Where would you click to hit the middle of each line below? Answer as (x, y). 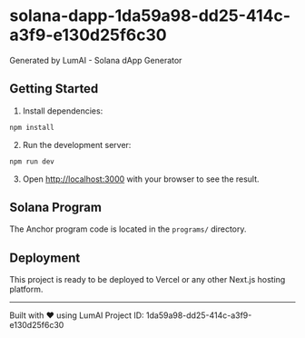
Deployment (45, 258)
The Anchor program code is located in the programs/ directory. (128, 229)
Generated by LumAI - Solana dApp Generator (96, 60)
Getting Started (54, 89)
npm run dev (32, 161)
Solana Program (56, 207)
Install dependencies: (63, 111)
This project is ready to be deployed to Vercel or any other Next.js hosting (148, 280)
